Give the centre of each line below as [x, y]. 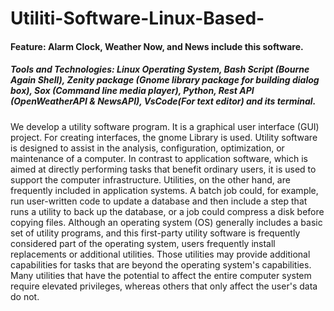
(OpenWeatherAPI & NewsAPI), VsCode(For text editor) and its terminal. [163, 101]
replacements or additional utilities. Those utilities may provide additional [160, 254]
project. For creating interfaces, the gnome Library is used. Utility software [164, 137]
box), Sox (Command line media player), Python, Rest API [132, 91]
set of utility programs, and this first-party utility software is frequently [155, 233]
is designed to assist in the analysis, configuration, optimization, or [147, 148]
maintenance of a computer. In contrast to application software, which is [159, 158]
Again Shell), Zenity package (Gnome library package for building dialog [165, 80]
